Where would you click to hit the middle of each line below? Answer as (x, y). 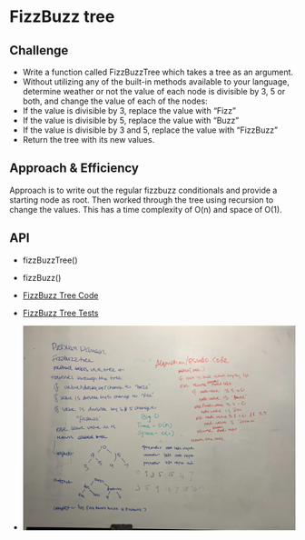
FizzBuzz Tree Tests (60, 313)
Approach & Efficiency (74, 169)
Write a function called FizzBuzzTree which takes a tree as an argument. (157, 72)
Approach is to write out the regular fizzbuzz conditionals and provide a (143, 190)
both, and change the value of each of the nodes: (115, 101)
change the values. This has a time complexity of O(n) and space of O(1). (146, 209)
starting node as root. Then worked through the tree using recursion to (142, 200)
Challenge (39, 50)
